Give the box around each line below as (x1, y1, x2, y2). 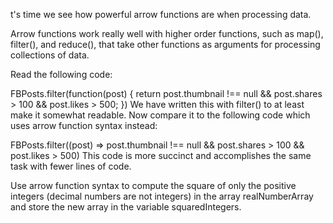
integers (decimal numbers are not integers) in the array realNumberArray (10, 190, 314, 202)
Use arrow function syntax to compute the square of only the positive (10, 180, 297, 191)
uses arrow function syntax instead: (10, 120, 158, 131)
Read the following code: (10, 69, 113, 80)
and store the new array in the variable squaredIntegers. (10, 201, 242, 213)
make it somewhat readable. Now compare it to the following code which (10, 109, 311, 121)
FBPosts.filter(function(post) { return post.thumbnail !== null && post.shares (10, 88, 323, 99)
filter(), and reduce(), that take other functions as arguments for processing (10, 39, 321, 50)
